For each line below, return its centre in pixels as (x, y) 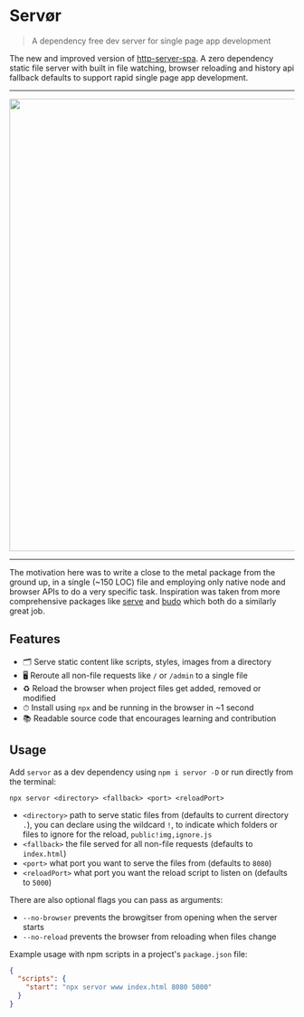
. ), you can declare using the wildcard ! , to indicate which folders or (150, 824)
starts (33, 927)
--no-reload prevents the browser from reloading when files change (149, 936)
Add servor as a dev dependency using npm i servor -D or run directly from (152, 772)
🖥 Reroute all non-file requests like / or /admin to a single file (135, 675)
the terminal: (33, 781)
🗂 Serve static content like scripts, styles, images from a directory (147, 661)
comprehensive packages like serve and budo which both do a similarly (143, 601)
